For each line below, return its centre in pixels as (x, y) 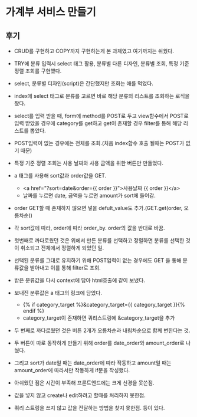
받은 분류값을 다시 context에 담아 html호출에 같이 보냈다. (80, 280)
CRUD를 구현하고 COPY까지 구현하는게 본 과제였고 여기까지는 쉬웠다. (94, 51)
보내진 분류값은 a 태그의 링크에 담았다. (58, 293)
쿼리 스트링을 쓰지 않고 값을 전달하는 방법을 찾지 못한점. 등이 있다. (89, 408)
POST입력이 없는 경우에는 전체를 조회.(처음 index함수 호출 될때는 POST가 (99, 143)
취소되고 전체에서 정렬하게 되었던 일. (62, 248)
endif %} (34, 311)
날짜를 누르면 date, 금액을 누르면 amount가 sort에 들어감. (89, 196)
